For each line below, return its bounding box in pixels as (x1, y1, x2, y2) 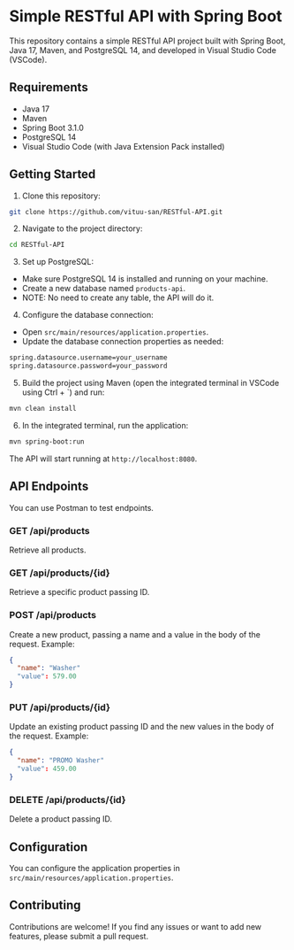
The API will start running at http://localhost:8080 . (9, 453, 198, 464)
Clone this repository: (21, 190, 101, 201)
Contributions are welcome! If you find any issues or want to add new (9, 921, 262, 931)
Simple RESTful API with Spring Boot (9, 6, 283, 27)
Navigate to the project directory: (21, 223, 143, 234)
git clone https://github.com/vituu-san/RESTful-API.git (9, 207, 223, 216)
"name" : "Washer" (17, 664, 81, 673)
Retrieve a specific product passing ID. (9, 587, 150, 598)
